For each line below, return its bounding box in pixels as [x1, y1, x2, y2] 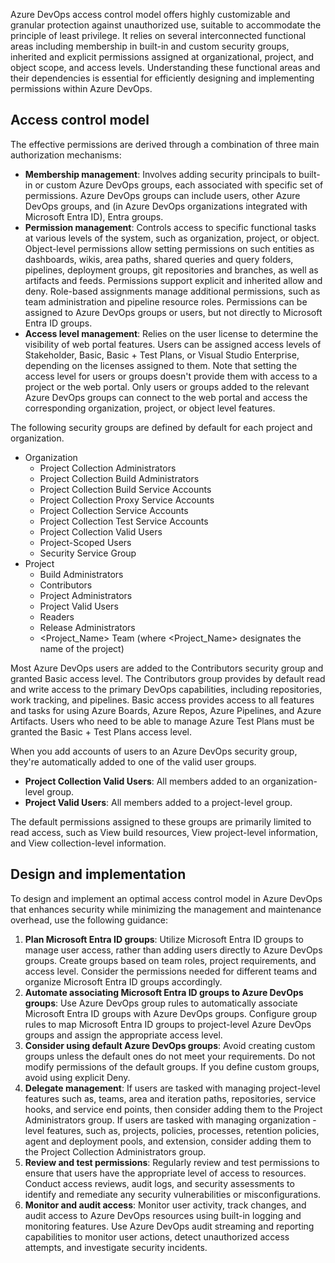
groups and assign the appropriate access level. [24, 1029, 223, 1041]
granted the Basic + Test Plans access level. [10, 725, 193, 738]
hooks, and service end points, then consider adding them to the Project [24, 1103, 323, 1115]
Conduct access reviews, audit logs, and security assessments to [24, 1177, 295, 1189]
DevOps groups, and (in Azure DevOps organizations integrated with [24, 200, 308, 212]
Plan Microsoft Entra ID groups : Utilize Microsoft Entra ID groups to [24, 933, 304, 945]
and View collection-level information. [10, 837, 167, 849]
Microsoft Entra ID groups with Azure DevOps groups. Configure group [24, 1007, 318, 1019]
